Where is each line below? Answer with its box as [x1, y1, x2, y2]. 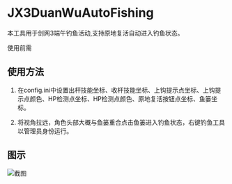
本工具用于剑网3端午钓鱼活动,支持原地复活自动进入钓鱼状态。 [7, 29, 184, 37]
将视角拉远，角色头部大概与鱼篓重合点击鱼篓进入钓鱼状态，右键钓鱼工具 [17, 118, 225, 126]
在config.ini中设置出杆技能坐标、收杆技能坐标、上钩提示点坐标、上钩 [17, 86, 215, 94]
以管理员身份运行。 [17, 127, 73, 135]
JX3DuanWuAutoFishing [7, 5, 155, 21]
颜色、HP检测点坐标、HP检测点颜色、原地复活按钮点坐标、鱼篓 [29, 94, 212, 102]
